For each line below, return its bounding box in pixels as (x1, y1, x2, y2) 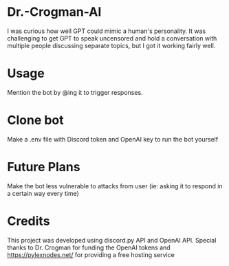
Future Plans (7, 159, 80, 175)
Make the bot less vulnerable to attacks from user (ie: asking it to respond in (7, 181, 223, 190)
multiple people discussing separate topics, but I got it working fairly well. (7, 41, 216, 49)
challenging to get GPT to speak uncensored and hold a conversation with (7, 34, 217, 42)
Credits (7, 213, 50, 229)
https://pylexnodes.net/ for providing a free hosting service (7, 250, 175, 258)
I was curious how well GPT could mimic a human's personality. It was (7, 27, 206, 35)
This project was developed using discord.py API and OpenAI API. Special (7, 236, 217, 244)
